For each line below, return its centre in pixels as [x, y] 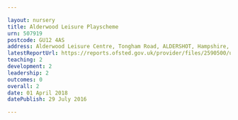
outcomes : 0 [25, 80]
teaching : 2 [25, 60]
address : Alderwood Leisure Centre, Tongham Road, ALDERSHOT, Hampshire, [119, 47]
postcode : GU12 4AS [36, 40]
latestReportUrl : [33, 53]
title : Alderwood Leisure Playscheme [63, 27]
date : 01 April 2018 [38, 93]
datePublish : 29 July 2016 [47, 99]
